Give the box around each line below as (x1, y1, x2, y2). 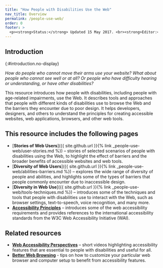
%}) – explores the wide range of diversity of (64, 168, 153, 174)
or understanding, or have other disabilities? (5, 80, 94, 86)
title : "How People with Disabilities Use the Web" (5, 7, 112, 12)
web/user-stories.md (12, 148, 54, 154)
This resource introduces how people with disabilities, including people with (5, 89, 157, 95)
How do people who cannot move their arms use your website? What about (5, 70, 157, 76)
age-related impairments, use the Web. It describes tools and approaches (5, 95, 153, 101)
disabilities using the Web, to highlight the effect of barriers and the (12, 153, 147, 159)
